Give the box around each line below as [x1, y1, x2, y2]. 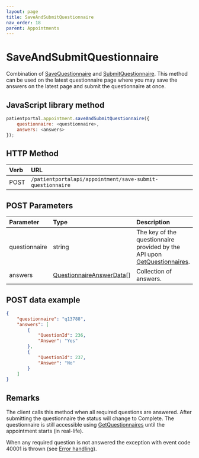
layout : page [6, 8, 38, 15]
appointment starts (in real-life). [6, 427, 84, 435]
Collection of [136, 267, 172, 276]
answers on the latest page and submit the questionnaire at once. [6, 83, 166, 90]
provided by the [136, 243, 181, 251]
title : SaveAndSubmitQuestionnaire [6, 14, 94, 20]
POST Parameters [6, 201, 73, 211]
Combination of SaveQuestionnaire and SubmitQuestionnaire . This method [6, 70, 188, 78]
